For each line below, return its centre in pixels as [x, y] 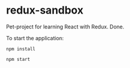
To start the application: [35, 38]
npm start [18, 59]
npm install [21, 49]
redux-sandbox [45, 10]
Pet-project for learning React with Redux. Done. [65, 27]
